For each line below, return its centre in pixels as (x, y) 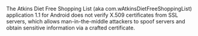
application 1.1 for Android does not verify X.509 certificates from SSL (92, 15)
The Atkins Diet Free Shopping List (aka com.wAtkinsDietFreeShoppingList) (99, 9)
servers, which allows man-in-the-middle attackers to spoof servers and (96, 21)
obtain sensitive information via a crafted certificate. (70, 28)
